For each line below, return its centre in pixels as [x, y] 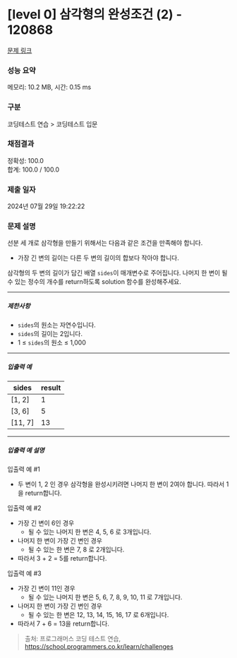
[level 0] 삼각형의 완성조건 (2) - [95, 14]
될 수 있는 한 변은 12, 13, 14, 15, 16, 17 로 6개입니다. [98, 615]
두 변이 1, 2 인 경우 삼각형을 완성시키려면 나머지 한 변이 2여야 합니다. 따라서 [121, 484]
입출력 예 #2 [24, 508]
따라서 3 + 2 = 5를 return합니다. [62, 558]
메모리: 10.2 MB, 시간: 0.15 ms [49, 87]
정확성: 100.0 [26, 160]
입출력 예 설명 [26, 450]
